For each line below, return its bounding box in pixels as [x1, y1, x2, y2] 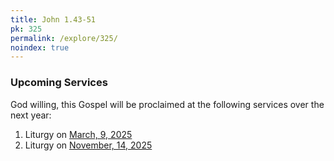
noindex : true [10, 42, 70, 53]
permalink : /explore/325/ [10, 33, 118, 43]
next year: [10, 109, 52, 121]
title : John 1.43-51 [10, 14, 97, 25]
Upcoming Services [10, 76, 108, 90]
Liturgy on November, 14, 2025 [24, 139, 153, 151]
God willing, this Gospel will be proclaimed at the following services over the [10, 98, 325, 110]
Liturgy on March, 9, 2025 [24, 128, 133, 140]
